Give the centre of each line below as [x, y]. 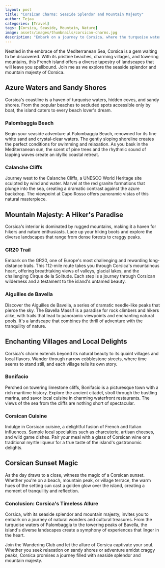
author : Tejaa [20, 19]
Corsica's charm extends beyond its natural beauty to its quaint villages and [82, 353]
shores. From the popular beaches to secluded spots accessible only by [78, 105]
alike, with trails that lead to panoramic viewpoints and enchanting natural [80, 315]
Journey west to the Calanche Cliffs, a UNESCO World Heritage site [73, 178]
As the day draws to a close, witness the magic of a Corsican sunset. [75, 475]
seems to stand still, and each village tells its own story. [61, 364]
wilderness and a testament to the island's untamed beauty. [66, 281]
